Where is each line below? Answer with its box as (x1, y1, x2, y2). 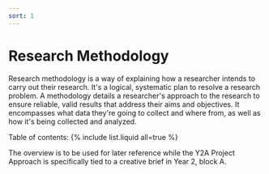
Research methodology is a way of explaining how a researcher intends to (8, 74, 256, 83)
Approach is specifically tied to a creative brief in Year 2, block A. (8, 156, 227, 166)
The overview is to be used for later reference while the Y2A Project (8, 147, 235, 158)
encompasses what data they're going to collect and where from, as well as (8, 108, 261, 117)
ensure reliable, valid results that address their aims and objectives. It (8, 99, 240, 109)
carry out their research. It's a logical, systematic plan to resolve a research (8, 82, 261, 91)
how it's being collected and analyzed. (8, 117, 137, 126)
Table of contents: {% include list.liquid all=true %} (8, 132, 178, 142)
